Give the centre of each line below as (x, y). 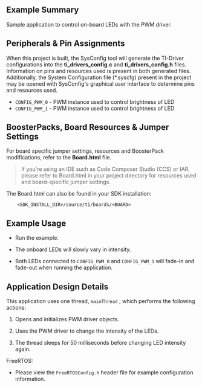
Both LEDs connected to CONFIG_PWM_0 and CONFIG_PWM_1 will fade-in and (105, 261)
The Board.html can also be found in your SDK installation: (79, 194)
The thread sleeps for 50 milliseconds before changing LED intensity (100, 343)
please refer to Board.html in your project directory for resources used (109, 176)
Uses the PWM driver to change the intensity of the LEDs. (87, 331)
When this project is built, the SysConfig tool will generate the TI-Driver (95, 58)
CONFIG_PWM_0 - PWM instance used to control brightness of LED (95, 101)
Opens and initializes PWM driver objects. (67, 319)
